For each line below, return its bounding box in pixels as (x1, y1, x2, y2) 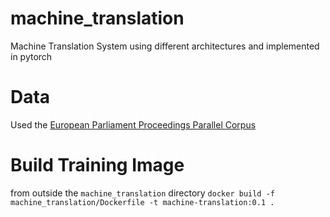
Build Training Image (10, 154, 185, 177)
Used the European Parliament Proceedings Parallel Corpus (10, 118, 257, 131)
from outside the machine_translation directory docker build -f (10, 187, 275, 199)
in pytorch (10, 50, 53, 62)
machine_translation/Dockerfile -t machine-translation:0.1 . (10, 197, 275, 207)
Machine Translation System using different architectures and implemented (10, 40, 320, 52)
